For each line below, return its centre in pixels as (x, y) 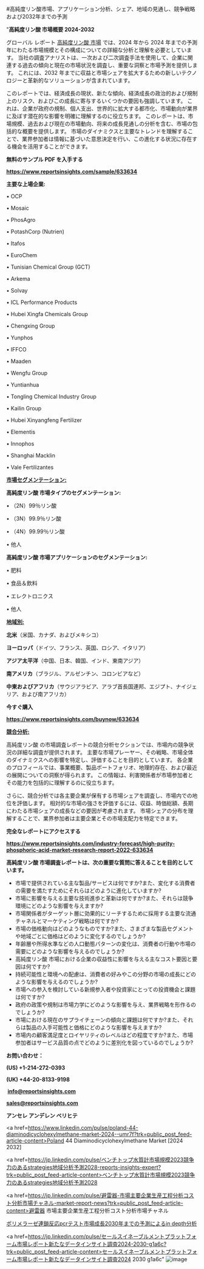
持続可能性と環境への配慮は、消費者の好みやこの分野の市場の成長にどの (105, 974)
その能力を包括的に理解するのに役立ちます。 (62, 783)
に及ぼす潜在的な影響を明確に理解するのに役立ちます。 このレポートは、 (97, 116)
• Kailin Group (24, 408)
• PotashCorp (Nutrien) (36, 232)
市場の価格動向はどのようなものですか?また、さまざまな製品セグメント (104, 928)
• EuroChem (22, 255)
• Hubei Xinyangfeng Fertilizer (44, 420)
